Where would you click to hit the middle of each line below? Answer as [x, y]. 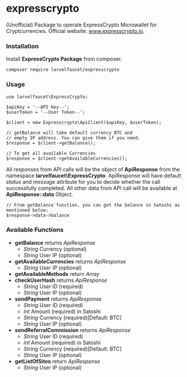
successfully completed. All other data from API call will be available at [92, 188]
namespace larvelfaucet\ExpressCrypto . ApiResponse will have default [93, 176]
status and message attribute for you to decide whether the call [83, 181]
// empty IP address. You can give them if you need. [74, 138]
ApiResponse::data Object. [40, 194]
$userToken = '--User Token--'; [46, 112]
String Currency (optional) [55, 249]
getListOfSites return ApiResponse [57, 361]
